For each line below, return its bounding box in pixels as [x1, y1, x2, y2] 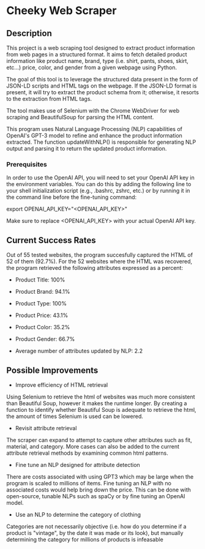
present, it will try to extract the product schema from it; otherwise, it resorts [6, 89, 199, 95]
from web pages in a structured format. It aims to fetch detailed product [6, 51, 187, 58]
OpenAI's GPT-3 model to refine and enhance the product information [6, 132, 182, 139]
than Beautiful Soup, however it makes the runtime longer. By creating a [6, 399, 187, 407]
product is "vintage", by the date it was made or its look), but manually [6, 529, 184, 536]
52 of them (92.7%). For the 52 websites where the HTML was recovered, [6, 258, 193, 265]
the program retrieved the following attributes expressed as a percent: [6, 264, 184, 272]
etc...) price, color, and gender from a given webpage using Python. [6, 64, 177, 71]
